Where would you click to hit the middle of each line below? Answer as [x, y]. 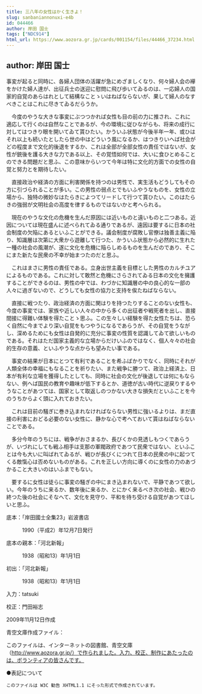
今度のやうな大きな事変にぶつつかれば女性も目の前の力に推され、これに [101, 116]
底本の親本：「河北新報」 [37, 542]
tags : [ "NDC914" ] [28, 34]
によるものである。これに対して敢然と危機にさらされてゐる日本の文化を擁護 [101, 275]
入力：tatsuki [23, 594]
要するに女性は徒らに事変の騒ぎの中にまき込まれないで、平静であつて [98, 482]
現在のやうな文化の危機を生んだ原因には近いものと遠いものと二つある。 [101, 217]
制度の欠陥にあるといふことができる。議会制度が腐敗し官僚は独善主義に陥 [103, 232]
